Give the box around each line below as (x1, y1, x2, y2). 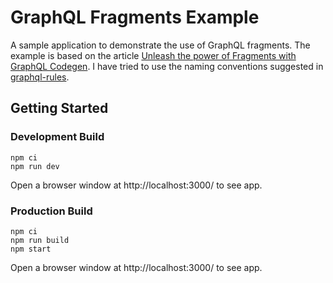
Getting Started (10, 100, 109, 117)
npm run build (10, 235, 70, 245)
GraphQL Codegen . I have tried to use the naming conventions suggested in (10, 60, 324, 72)
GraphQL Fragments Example (10, 6, 260, 29)
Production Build (10, 204, 93, 218)
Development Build (10, 130, 105, 144)
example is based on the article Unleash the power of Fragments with (10, 49, 297, 61)
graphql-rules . (10, 71, 70, 83)
